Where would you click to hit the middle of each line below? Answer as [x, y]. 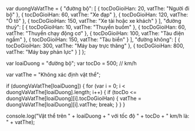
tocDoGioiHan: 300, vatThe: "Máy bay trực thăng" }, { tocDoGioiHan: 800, [95, 46]
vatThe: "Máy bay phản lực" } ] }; [46, 52]
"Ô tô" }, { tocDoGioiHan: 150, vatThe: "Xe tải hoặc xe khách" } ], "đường [94, 21]
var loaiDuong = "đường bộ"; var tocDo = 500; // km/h [71, 63]
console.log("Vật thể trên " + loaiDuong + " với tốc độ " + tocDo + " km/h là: [98, 116]
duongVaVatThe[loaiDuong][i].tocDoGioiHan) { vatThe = [74, 98]
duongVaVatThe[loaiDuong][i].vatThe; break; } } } [66, 104]
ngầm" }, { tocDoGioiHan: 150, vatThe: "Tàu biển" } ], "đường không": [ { [93, 39]
